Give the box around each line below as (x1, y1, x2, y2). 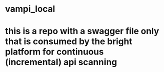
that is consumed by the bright (5, 36, 133, 47)
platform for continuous (5, 46, 104, 57)
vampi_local (5, 3, 55, 15)
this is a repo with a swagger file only (5, 26, 159, 37)
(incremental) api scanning (5, 57, 117, 68)
